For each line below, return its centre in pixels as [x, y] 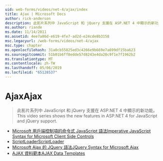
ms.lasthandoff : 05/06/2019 [33, 68]
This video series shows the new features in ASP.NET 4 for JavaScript [87, 116]
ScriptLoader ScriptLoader [38, 141]
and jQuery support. [37, 121]
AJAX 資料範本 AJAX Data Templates [49, 153]
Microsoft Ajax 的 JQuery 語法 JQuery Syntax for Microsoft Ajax [75, 147]
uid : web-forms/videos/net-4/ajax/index [47, 9]
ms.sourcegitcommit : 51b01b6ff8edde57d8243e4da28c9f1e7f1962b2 [70, 54]
